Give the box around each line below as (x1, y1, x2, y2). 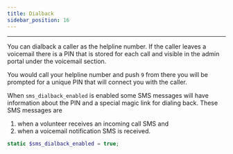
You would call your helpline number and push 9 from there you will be (7, 70, 209, 78)
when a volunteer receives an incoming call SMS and (17, 119, 169, 128)
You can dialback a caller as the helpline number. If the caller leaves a (7, 42, 207, 51)
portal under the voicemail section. (7, 57, 107, 65)
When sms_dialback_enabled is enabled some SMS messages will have (7, 91, 209, 99)
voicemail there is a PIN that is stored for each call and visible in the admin (7, 49, 220, 58)
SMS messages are (7, 105, 62, 114)
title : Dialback (7, 10, 54, 17)
